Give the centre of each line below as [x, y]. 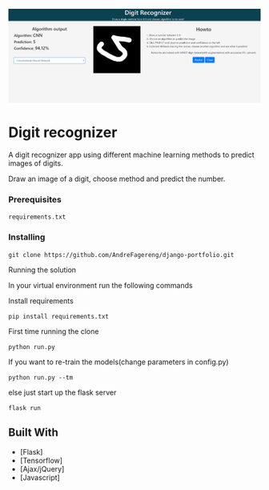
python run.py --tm [41, 377]
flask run [25, 408]
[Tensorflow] [41, 460]
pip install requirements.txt [59, 316]
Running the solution [42, 270]
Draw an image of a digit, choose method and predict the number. [117, 179]
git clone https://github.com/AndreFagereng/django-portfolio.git [121, 255]
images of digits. [36, 163]
